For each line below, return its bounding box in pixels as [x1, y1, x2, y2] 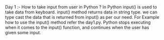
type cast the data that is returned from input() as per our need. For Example [5, 14, 160, 20]
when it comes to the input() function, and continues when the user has [5, 25, 149, 30]
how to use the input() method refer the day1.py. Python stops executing [5, 19, 151, 25]
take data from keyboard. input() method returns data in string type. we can [5, 9, 158, 15]
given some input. [5, 30, 42, 35]
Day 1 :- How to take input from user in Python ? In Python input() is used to [5, 4, 157, 10]
